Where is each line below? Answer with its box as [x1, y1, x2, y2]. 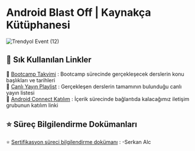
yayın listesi [6, 89, 35, 96]
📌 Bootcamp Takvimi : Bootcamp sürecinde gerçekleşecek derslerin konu [6, 71, 184, 78]
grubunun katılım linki [6, 102, 58, 109]
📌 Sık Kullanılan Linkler [6, 55, 92, 65]
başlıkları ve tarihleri [6, 76, 56, 83]
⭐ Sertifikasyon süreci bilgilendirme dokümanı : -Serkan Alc [6, 138, 151, 145]
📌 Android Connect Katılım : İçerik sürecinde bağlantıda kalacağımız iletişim [6, 95, 190, 102]
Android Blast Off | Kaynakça [6, 6, 152, 19]
